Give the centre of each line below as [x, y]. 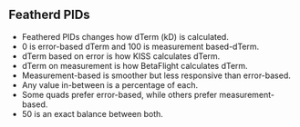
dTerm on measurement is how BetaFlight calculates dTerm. [134, 65]
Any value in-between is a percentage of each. [110, 84]
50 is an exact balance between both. [92, 113]
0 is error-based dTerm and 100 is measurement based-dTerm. [140, 46]
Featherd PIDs [49, 15]
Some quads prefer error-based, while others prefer [119, 94]
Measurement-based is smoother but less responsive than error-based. [156, 75]
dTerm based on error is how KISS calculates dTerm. [121, 56]
